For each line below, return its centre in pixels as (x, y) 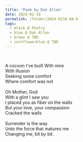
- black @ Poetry (27, 28)
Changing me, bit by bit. (29, 134)
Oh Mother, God (21, 92)
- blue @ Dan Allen (30, 33)
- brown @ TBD (24, 38)
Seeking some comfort (28, 76)
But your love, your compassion (38, 107)
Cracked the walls (23, 113)
